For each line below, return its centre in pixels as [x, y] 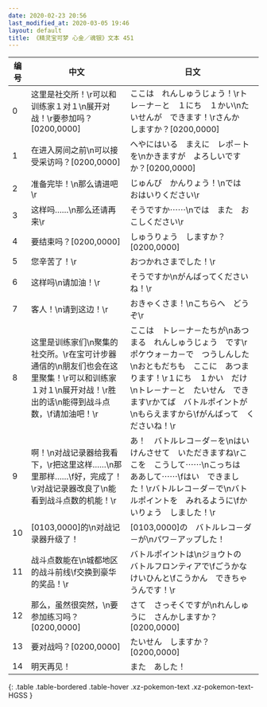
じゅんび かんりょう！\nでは [186, 183]
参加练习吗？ [55, 617]
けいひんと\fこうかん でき [181, 578]
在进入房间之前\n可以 [70, 150]
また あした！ [158, 667]
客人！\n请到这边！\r [70, 310]
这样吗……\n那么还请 [70, 210]
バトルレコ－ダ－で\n [192, 489]
